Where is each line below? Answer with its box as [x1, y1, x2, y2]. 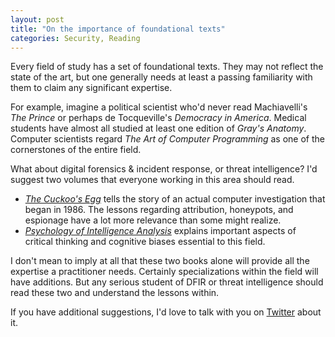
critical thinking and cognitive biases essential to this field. [24, 236, 266, 248]
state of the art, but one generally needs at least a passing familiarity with [10, 71, 313, 83]
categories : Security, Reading [10, 33, 141, 43]
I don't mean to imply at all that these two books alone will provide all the [10, 255, 310, 267]
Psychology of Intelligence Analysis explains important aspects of [24, 225, 297, 237]
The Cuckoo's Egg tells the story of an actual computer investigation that [24, 193, 326, 205]
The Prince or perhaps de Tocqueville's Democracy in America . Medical [10, 112, 307, 124]
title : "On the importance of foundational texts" [10, 24, 226, 34]
